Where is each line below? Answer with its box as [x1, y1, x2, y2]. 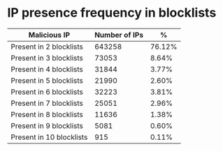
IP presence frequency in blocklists [7, 5, 217, 21]
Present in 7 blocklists [10, 98, 84, 108]
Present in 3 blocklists [10, 53, 84, 63]
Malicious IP [28, 30, 71, 40]
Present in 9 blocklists [10, 120, 84, 130]
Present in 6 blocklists [10, 87, 84, 97]
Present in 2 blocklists [10, 42, 84, 51]
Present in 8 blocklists [10, 109, 84, 119]
